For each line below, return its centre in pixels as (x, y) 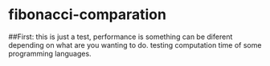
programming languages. (50, 53)
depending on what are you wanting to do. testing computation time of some (135, 45)
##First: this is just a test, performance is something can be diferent (121, 37)
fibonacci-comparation (88, 15)
